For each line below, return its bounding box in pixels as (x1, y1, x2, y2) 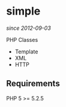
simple (6, 4, 41, 18)
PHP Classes (6, 36, 38, 43)
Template (14, 47, 38, 55)
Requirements (6, 78, 60, 89)
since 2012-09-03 (6, 24, 51, 32)
